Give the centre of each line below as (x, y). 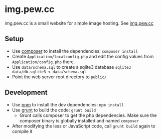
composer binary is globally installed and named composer (79, 120)
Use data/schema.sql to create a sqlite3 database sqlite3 (71, 67)
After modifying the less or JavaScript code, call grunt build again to (84, 126)
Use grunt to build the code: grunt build (54, 110)
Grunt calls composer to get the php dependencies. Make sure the (88, 115)
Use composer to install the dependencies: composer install (75, 51)
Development (26, 93)
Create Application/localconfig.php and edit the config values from (83, 56)
